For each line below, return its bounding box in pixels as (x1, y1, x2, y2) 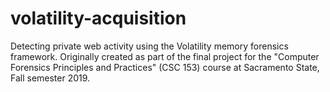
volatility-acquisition (10, 7, 187, 30)
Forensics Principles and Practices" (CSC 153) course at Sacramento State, (10, 61, 320, 73)
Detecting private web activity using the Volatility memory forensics (10, 40, 289, 52)
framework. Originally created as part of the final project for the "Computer (10, 50, 320, 62)
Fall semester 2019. (10, 72, 91, 84)
